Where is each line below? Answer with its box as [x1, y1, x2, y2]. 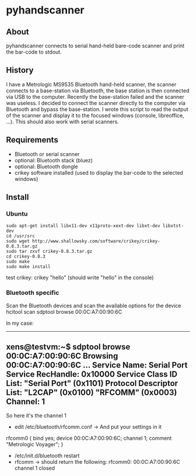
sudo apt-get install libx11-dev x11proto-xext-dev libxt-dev [6, 223, 160, 229]
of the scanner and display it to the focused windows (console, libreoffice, [6, 112, 185, 119]
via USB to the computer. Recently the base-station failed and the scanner [6, 93, 185, 100]
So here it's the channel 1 [6, 412, 67, 419]
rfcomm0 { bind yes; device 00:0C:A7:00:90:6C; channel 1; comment [6, 435, 172, 442]
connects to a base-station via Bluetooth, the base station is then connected [6, 87, 190, 94]
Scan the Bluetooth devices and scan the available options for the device [6, 302, 181, 309]
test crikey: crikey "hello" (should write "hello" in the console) [6, 274, 154, 281]
